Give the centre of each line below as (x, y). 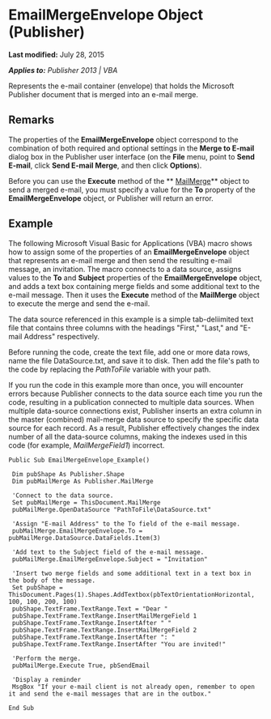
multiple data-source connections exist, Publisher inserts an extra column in (135, 411)
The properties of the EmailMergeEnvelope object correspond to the (123, 139)
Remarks (32, 120)
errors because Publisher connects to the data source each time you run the (135, 394)
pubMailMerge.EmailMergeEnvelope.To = (77, 531)
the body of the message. (52, 581)
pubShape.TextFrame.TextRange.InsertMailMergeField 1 (104, 616)
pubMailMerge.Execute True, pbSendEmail (81, 666)
